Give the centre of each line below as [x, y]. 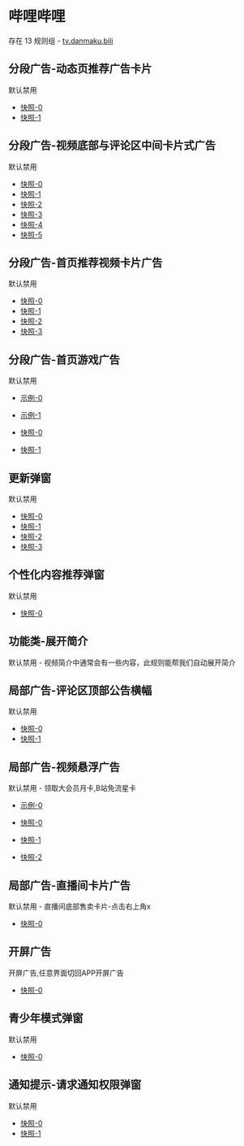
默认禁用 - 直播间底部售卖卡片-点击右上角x [80, 906]
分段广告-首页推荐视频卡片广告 [86, 262]
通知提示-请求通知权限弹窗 [75, 1085]
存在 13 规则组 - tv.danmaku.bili [61, 41]
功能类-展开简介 [48, 642]
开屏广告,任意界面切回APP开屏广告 [66, 973]
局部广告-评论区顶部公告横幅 [80, 690]
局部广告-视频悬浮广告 [64, 767]
